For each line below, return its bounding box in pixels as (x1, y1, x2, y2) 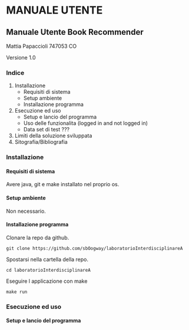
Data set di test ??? (23, 126, 69, 133)
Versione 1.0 (6, 54, 37, 61)
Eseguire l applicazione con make (6, 278, 88, 285)
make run (6, 289, 28, 295)
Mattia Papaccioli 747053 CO (6, 42, 77, 49)
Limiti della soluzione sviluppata (14, 132, 92, 139)
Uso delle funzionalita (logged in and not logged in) (23, 120, 148, 127)
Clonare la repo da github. (6, 234, 69, 241)
